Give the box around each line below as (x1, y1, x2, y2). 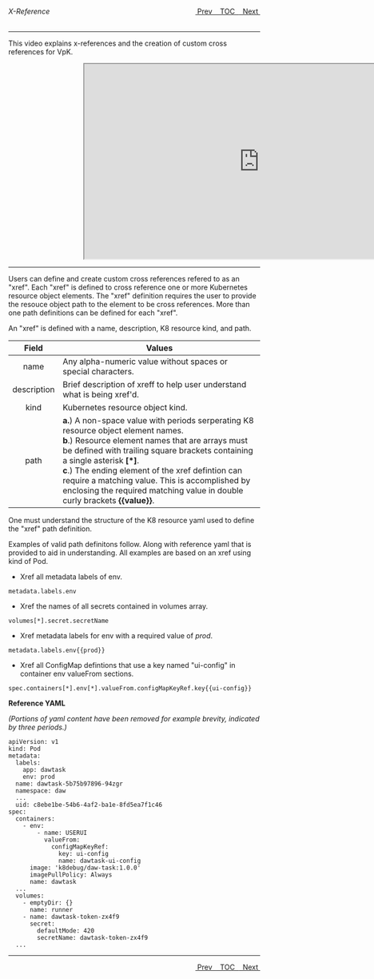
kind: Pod (8, 745, 42, 753)
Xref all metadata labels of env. (19, 572, 122, 581)
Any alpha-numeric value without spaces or (62, 356, 228, 367)
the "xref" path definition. (8, 524, 92, 533)
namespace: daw (15, 787, 66, 795)
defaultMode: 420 (37, 927, 94, 935)
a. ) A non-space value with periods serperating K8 (62, 415, 254, 426)
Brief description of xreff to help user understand (62, 379, 247, 390)
